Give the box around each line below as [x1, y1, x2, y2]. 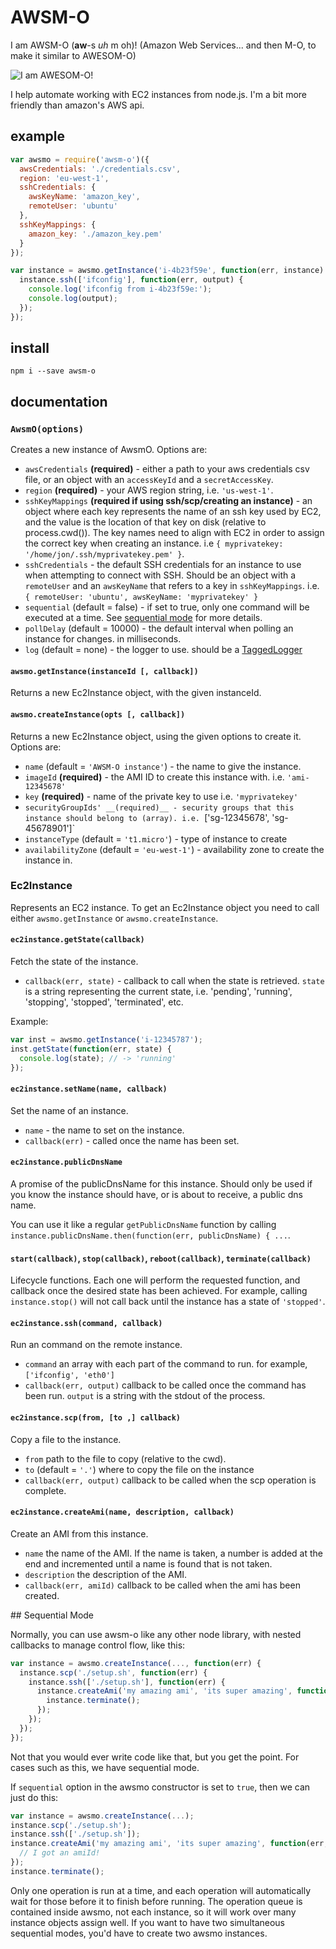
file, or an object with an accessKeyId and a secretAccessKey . [24, 474, 274, 486]
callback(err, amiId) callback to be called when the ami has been [24, 1579, 301, 1591]
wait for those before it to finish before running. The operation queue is [10, 1895, 303, 1907]
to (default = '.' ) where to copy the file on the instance [24, 1463, 255, 1475]
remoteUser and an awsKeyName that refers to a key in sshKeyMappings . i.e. [24, 580, 320, 592]
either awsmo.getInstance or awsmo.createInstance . [10, 912, 219, 924]
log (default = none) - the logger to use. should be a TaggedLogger [24, 644, 303, 656]
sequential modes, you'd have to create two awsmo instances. [10, 1927, 268, 1939]
